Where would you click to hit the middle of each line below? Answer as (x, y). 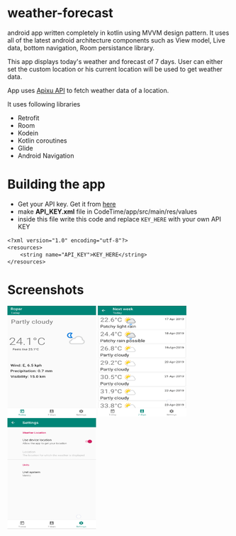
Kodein (28, 133)
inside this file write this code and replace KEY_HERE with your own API (119, 219)
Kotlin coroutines (42, 141)
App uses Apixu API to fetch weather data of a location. (88, 90)
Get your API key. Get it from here (67, 204)
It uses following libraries (44, 104)
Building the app (56, 184)
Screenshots (46, 290)
